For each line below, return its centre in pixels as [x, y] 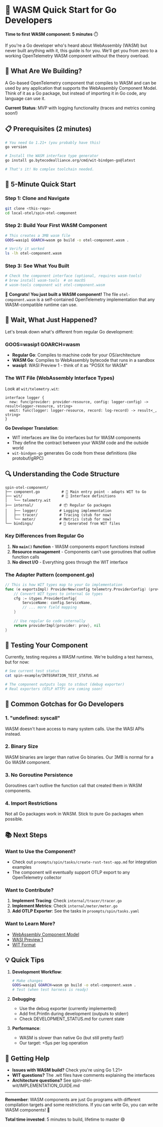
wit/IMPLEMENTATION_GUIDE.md [46, 1085]
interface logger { [25, 398]
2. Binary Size [22, 746]
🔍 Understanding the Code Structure [62, 474]
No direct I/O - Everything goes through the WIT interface [70, 562]
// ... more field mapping [50, 607]
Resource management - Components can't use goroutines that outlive [84, 552]
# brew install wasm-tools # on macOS [45, 281]
